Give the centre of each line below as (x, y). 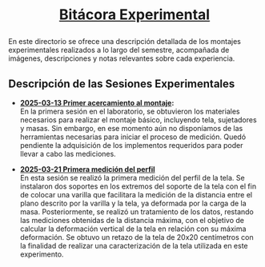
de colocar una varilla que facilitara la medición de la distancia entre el (136, 195)
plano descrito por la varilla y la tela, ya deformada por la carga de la (133, 203)
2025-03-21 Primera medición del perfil (87, 169)
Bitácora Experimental (135, 15)
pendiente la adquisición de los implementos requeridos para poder (131, 145)
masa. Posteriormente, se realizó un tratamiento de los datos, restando (137, 212)
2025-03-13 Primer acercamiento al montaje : (97, 103)
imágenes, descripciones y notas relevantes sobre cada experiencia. (122, 58)
